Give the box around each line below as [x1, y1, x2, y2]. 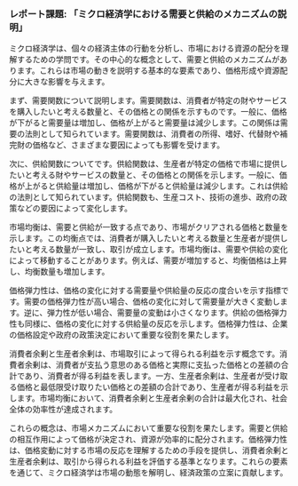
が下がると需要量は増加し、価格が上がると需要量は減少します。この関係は [9, 117, 281, 128]
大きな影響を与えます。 [24, 76, 110, 87]
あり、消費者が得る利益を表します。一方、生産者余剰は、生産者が [24, 370, 264, 381]
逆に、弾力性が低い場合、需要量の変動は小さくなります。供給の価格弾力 [23, 307, 287, 318]
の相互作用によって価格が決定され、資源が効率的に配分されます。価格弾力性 [9, 434, 288, 445]
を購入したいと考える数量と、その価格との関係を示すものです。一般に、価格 [9, 107, 288, 117]
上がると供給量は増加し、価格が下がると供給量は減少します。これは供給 [24, 180, 288, 192]
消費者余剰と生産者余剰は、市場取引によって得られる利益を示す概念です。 [9, 348, 280, 359]
